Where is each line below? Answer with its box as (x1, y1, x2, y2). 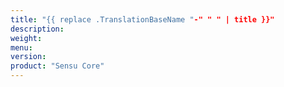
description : (10, 24, 65, 34)
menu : (10, 42, 33, 53)
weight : (10, 33, 43, 43)
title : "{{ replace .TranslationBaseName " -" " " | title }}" (10, 14, 275, 25)
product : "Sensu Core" (10, 61, 105, 71)
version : (10, 52, 47, 62)
